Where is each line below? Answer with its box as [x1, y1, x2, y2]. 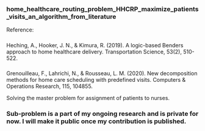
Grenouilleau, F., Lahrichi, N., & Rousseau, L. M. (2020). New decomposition [6, 70, 198, 77]
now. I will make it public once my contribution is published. [6, 117, 187, 126]
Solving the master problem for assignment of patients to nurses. [6, 95, 170, 102]
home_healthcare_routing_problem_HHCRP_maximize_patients [6, 5, 199, 13]
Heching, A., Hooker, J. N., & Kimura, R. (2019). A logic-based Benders [6, 41, 184, 49]
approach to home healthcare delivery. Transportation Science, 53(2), [6, 48, 182, 55]
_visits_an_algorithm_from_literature [6, 12, 117, 21]
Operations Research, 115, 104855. [6, 82, 93, 90]
